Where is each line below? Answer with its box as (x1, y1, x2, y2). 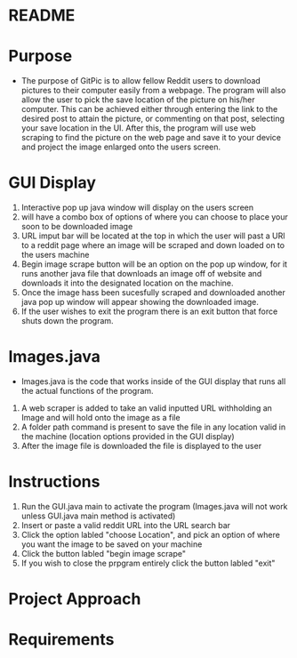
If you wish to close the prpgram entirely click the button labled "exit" (20, 558, 276, 568)
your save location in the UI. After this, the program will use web (20, 123, 257, 133)
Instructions (8, 472, 100, 492)
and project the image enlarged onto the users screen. (20, 141, 221, 152)
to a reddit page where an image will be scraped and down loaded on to (20, 240, 285, 251)
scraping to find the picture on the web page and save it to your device (20, 132, 282, 143)
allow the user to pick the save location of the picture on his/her (20, 94, 255, 105)
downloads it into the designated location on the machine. (20, 277, 234, 289)
